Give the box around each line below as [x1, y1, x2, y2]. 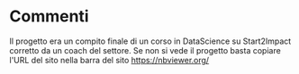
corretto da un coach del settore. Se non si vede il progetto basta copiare [9, 45, 281, 55]
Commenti [9, 6, 89, 27]
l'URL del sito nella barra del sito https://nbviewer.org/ [9, 54, 210, 65]
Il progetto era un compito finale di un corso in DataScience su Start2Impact [9, 36, 292, 46]
